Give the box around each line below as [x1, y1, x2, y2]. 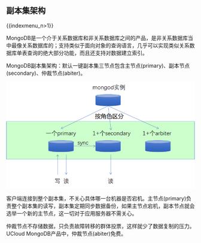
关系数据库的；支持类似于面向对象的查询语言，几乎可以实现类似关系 [22, 41, 190, 49]
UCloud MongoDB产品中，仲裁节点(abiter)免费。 [6, 230, 127, 237]
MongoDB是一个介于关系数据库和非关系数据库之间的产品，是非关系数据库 [6, 34, 188, 41]
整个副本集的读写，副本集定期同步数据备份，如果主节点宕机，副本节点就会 [11, 202, 195, 209]
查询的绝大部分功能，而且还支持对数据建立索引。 [26, 49, 148, 56]
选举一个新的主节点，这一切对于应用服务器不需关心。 [6, 209, 138, 217]
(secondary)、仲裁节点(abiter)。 [6, 69, 86, 77]
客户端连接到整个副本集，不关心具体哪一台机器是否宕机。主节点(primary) [6, 195, 187, 202]
